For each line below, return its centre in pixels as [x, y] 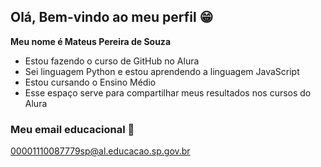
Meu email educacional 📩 [72, 129]
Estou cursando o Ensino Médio [90, 82]
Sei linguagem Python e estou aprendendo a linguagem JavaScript [162, 71]
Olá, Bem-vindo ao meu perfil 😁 [112, 17]
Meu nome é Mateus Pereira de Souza [91, 41]
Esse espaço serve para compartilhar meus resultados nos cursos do [168, 92]
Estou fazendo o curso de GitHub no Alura [112, 61]
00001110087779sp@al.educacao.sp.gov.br [100, 151]
